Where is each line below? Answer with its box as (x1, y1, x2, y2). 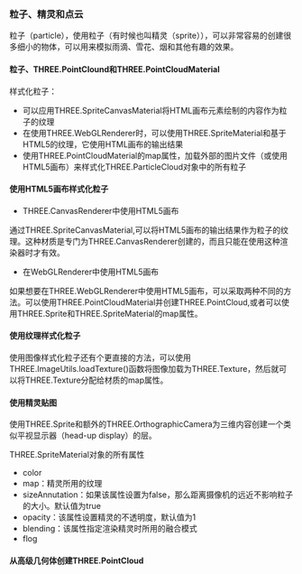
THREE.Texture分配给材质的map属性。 (24, 375, 169, 385)
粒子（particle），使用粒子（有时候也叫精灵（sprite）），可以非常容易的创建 (9, 30, 284, 42)
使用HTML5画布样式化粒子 (9, 183, 109, 195)
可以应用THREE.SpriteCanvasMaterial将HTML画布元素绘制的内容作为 (22, 105, 279, 116)
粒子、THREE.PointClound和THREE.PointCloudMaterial (9, 63, 220, 74)
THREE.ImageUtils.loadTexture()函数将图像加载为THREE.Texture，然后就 (9, 363, 279, 374)
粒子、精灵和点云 (9, 7, 84, 20)
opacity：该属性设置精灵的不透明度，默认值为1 (22, 512, 197, 523)
